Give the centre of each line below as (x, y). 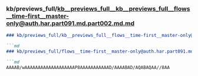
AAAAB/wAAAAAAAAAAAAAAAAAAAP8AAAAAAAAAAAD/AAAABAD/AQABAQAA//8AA (88, 67)
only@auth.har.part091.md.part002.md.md (70, 23)
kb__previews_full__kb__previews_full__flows (123, 9)
